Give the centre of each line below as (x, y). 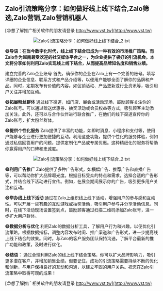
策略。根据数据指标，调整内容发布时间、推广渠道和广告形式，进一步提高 (81, 232)
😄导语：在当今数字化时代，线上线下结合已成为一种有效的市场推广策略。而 (80, 51)
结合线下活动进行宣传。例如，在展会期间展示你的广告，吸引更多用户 (86, 181)
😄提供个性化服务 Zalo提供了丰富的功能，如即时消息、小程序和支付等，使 (78, 130)
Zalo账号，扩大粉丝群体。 (31, 120)
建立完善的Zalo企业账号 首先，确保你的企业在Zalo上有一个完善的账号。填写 (80, 73)
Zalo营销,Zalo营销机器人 (51, 18)
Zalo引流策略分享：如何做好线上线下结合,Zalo (74, 9)
